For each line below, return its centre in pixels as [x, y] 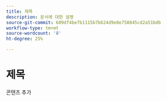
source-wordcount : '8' [34, 33]
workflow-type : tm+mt [33, 28]
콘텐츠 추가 [19, 92]
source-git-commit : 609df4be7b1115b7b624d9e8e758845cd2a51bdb [83, 22]
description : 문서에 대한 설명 [40, 17]
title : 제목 [20, 11]
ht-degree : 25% [25, 39]
